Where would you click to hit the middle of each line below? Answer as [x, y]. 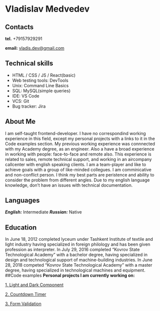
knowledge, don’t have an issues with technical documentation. [69, 185]
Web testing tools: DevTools [40, 80]
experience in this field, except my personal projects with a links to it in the [80, 138]
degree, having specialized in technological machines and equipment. [75, 270]
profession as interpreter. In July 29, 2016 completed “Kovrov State [72, 250]
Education [21, 227]
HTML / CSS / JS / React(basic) [44, 75]
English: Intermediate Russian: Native [43, 212]
